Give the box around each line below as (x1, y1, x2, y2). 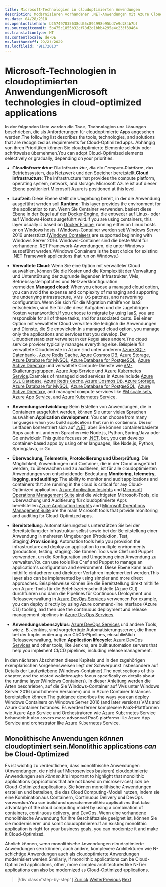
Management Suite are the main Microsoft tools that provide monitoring (12, 507, 158, 513)
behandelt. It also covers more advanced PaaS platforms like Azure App (5, 715, 150, 720)
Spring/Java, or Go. (12, 445, 52, 451)
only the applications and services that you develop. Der (12, 331, 127, 337)
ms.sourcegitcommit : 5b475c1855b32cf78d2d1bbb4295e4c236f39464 (5, 26, 138, 31)
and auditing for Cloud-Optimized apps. (12, 512, 93, 519)
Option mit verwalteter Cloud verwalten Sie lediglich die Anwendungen (12, 320, 157, 326)
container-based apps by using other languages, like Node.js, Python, (12, 440, 155, 446)
